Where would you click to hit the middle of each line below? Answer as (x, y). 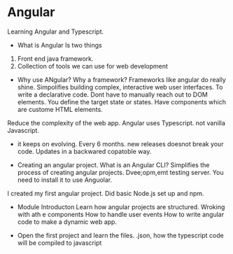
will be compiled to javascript (59, 243)
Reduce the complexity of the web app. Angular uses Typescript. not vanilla (116, 122)
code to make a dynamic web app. (67, 222)
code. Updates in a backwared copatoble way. (84, 151)
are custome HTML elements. (60, 109)
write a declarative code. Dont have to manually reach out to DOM (112, 94)
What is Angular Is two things (60, 45)
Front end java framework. (55, 58)
